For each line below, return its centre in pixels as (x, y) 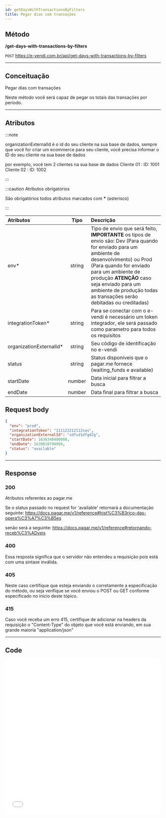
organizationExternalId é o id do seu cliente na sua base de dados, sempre (81, 144)
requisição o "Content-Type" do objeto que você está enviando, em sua (78, 625)
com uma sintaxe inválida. (32, 562)
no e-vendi (104, 349)
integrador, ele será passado (124, 323)
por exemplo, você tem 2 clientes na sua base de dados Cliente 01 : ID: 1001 (82, 164)
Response (21, 473)
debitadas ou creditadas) (120, 302)
